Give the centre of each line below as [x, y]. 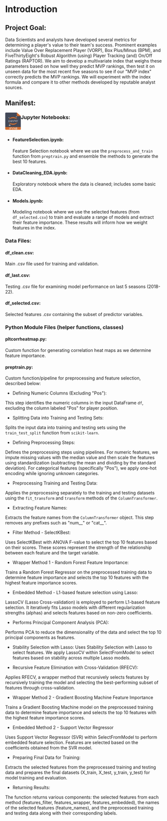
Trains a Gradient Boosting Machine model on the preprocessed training [79, 707]
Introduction [31, 9]
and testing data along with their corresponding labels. [61, 813]
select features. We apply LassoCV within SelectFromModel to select [83, 652]
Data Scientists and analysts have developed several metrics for [71, 39]
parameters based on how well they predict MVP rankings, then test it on [80, 66]
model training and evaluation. [36, 778]
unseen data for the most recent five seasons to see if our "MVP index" [79, 71]
